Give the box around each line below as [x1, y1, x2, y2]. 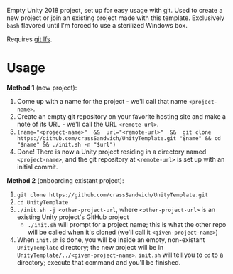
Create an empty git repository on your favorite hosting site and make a [16, 112, 227, 120]
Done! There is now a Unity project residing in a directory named [16, 147, 207, 156]
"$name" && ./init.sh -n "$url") [16, 141, 116, 148]
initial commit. [16, 162, 58, 171]
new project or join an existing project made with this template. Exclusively [6, 14, 225, 22]
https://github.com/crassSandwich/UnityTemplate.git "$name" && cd [16, 135, 221, 142]
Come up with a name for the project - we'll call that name [16, 97, 188, 105]
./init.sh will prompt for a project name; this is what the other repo [27, 220, 227, 228]
